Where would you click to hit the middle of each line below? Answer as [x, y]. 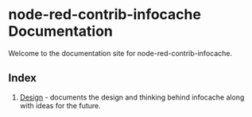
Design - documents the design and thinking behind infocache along [132, 97]
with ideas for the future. [60, 105]
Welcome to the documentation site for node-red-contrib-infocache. [120, 53]
